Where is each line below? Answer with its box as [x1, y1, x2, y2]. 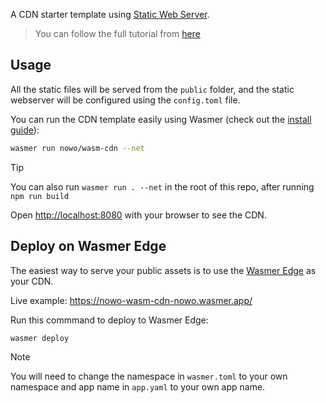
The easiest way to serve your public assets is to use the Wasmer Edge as [10, 264, 317, 276]
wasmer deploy [10, 333, 70, 343]
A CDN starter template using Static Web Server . [10, 9, 210, 20]
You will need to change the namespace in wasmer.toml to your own [10, 370, 288, 383]
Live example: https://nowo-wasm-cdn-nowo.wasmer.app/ [10, 294, 253, 306]
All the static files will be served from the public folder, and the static [10, 83, 295, 95]
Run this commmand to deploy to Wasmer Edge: [10, 314, 209, 326]
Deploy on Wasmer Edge [10, 238, 167, 255]
